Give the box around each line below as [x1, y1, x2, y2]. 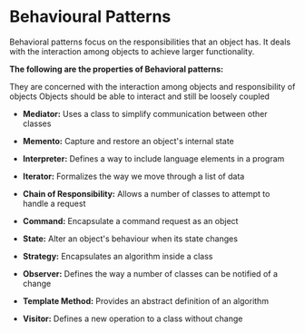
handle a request [22, 198, 86, 209]
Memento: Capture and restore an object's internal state [22, 135, 234, 146]
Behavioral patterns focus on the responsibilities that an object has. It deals [9, 36, 291, 47]
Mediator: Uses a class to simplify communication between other [22, 108, 268, 119]
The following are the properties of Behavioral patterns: [9, 64, 224, 74]
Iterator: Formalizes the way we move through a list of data [22, 171, 245, 181]
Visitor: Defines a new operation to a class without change [22, 313, 243, 324]
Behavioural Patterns [9, 6, 172, 27]
